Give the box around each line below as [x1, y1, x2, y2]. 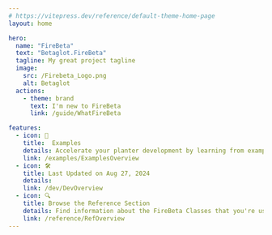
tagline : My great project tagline [15, 57, 136, 65]
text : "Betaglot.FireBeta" [15, 49, 107, 58]
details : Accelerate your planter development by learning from [23, 147, 244, 155]
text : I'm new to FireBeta [29, 102, 121, 110]
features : [8, 124, 42, 132]
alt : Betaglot [23, 79, 70, 88]
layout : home [8, 19, 53, 28]
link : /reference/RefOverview [23, 214, 125, 223]
